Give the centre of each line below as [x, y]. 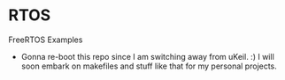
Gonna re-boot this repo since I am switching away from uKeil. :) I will [148, 56]
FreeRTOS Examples [46, 40]
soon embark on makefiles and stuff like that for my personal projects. [149, 66]
